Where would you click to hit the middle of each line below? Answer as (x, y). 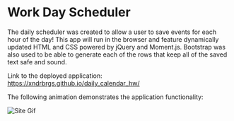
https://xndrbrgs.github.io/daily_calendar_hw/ (74, 83)
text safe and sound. (37, 62)
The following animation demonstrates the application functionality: (105, 97)
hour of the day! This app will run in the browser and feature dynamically (113, 39)
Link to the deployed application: (55, 76)
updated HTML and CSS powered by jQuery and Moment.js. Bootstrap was (117, 47)
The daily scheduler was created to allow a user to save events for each (112, 32)
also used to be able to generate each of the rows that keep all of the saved (117, 54)
